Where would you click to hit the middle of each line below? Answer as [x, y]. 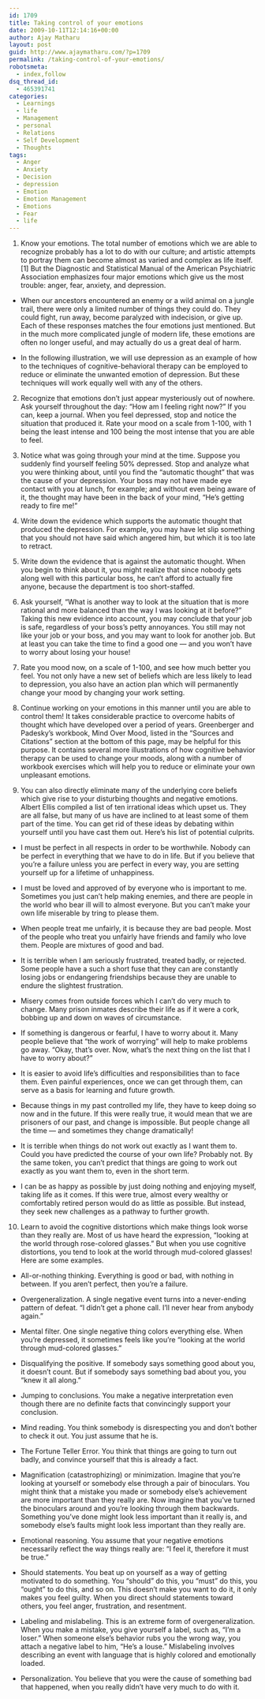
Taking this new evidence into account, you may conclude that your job [136, 619]
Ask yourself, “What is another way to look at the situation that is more [134, 602]
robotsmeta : [28, 67]
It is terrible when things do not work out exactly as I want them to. [129, 1146]
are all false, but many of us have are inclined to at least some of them [134, 816]
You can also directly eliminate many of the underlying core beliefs [129, 791]
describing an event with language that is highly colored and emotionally [138, 1655]
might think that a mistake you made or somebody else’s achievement [134, 1491]
